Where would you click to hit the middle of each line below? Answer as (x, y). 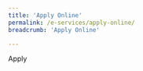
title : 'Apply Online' (45, 15)
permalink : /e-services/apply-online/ (71, 23)
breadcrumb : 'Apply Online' (54, 30)
